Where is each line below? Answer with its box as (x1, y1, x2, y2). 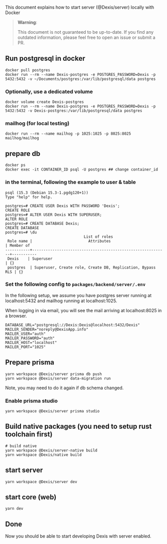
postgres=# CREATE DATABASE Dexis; (5, 221, 80, 226)
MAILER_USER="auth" (5, 331, 46, 336)
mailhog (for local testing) (5, 120, 70, 127)
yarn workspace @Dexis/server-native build (5, 447, 98, 453)
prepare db (5, 149, 41, 158)
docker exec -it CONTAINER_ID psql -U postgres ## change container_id (5, 167, 158, 172)
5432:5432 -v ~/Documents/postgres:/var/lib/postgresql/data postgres (5, 76, 156, 81)
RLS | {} (5, 269, 24, 275)
